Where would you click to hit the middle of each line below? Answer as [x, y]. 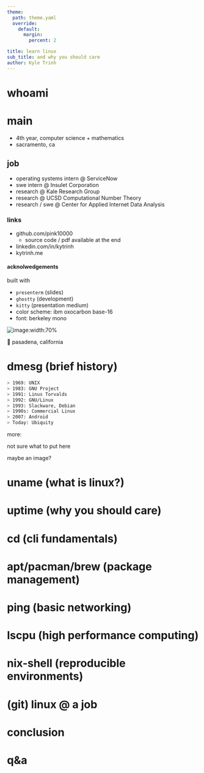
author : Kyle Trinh [32, 63]
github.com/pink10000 [44, 233]
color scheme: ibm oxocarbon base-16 [64, 312]
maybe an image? [29, 458]
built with [19, 280]
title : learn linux [32, 52]
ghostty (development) [45, 299]
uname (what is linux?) [66, 483]
